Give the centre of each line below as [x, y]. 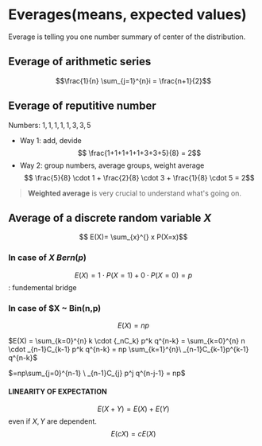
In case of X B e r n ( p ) [48, 258]
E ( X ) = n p [133, 325]
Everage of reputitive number [82, 106]
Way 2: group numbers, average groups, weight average [112, 165]
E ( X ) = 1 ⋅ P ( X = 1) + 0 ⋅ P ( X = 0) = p [133, 275]
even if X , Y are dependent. [53, 421]
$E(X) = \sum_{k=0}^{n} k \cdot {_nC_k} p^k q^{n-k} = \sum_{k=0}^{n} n [127, 340]
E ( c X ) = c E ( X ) [133, 434]
